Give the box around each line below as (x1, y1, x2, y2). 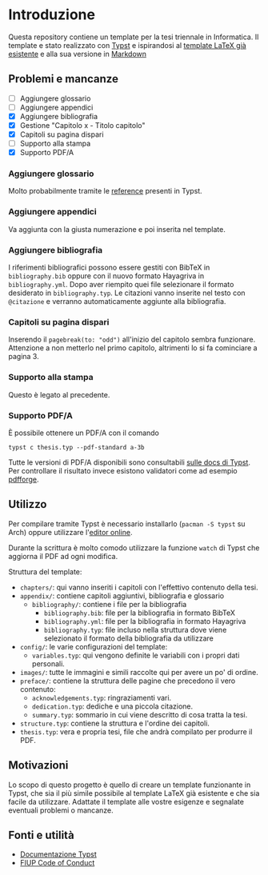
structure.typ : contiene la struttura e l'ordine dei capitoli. (19, 718, 210, 728)
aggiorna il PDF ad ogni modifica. (8, 551, 118, 561)
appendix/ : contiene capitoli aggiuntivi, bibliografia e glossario (19, 590, 225, 601)
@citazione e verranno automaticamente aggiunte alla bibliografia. (8, 297, 226, 306)
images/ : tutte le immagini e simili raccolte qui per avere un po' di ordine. (19, 667, 258, 677)
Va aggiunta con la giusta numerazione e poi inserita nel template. (8, 224, 226, 234)
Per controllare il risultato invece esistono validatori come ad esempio (8, 465, 238, 475)
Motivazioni (8, 758, 69, 773)
